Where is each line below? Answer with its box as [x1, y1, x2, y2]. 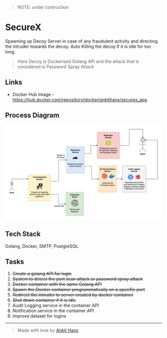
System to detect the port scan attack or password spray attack [12, 276, 143, 282]
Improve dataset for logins [12, 313, 67, 319]
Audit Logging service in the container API [12, 303, 99, 309]
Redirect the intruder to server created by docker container [12, 292, 134, 298]
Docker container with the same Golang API [12, 281, 102, 287]
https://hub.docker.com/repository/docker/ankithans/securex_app [12, 97, 148, 103]
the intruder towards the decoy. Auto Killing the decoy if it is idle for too [5, 43, 152, 49]
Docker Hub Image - [12, 91, 55, 97]
